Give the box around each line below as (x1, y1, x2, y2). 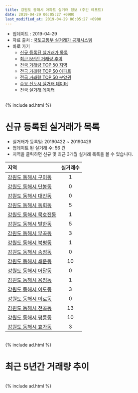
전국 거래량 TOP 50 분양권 (19, 74, 71, 80)
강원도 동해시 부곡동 (7, 230, 52, 237)
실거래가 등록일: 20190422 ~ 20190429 (12, 139, 92, 145)
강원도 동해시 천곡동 (7, 305, 52, 312)
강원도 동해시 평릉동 (7, 314, 52, 321)
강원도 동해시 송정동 (7, 249, 52, 256)
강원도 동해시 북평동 (7, 239, 52, 246)
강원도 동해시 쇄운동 (7, 258, 52, 265)
